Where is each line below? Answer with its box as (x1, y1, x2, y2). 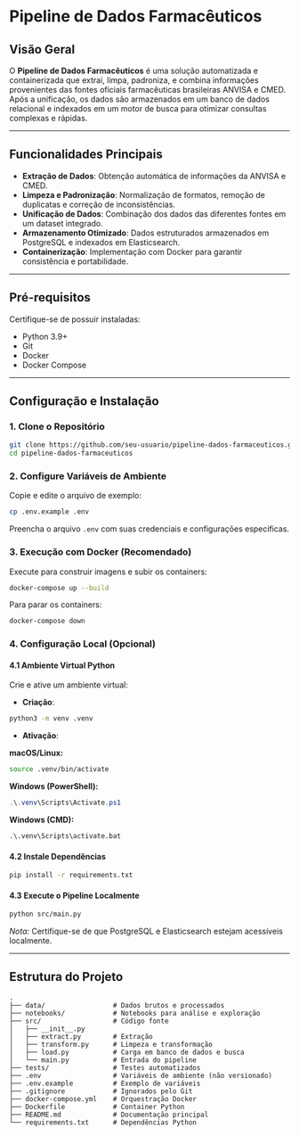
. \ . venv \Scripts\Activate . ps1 (9, 798, 122, 808)
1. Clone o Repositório (9, 420, 105, 432)
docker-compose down (9, 617, 86, 626)
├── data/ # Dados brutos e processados (9, 1000, 225, 1009)
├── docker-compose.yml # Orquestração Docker (9, 1094, 198, 1103)
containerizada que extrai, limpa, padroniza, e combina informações (9, 75, 260, 86)
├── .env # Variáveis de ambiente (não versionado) (9, 1071, 273, 1080)
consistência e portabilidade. (21, 256, 129, 267)
